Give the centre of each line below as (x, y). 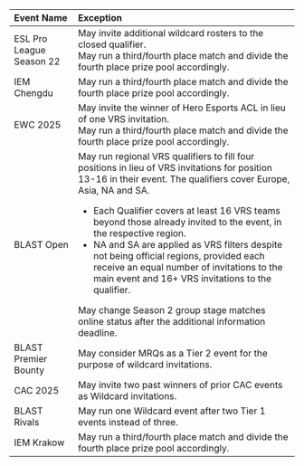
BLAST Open (42, 245)
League (30, 50)
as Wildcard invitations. (128, 396)
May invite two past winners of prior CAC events (180, 385)
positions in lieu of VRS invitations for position (176, 168)
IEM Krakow (39, 442)
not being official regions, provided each (179, 256)
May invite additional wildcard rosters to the (171, 33)
